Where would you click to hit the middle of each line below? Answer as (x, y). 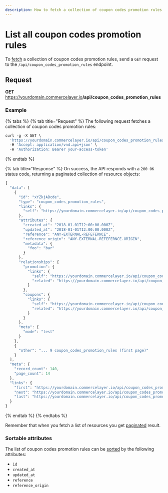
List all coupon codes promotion (73, 34)
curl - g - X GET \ (23, 135)
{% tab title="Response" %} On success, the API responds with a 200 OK (80, 169)
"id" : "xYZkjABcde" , (40, 197)
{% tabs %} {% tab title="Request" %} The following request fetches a (78, 121)
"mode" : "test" (39, 332)
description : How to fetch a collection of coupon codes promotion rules (84, 10)
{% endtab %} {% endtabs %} (36, 416)
